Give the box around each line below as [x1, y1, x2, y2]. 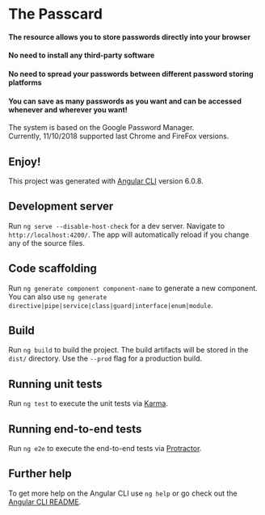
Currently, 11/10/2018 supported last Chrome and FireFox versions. [8, 131, 229, 141]
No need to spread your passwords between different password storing [8, 69, 254, 78]
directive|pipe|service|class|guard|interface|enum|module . [8, 300, 213, 310]
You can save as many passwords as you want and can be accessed [8, 96, 242, 106]
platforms [8, 78, 42, 87]
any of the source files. [8, 238, 85, 247]
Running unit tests [8, 377, 103, 390]
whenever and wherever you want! [8, 104, 128, 114]
